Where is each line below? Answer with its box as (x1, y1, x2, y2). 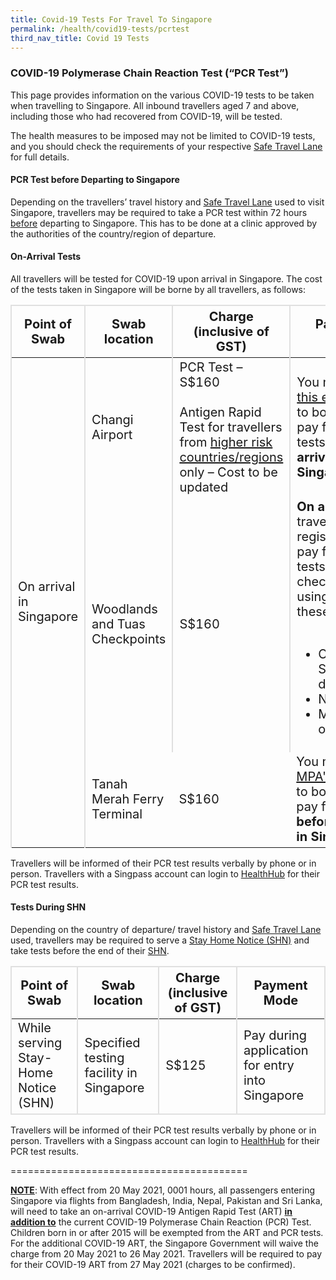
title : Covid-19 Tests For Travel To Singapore (10, 14, 213, 25)
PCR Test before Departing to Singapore (10, 174, 180, 186)
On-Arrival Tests (10, 251, 82, 263)
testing (84, 1050, 125, 1066)
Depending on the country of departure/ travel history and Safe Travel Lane (10, 923, 322, 935)
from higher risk (179, 434, 273, 450)
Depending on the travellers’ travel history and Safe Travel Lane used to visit (10, 196, 325, 208)
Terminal (91, 806, 143, 822)
